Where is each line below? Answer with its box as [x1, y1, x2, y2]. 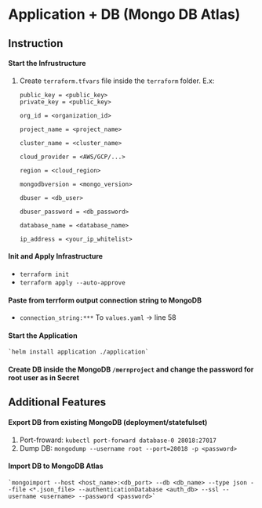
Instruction [8, 37, 64, 50]
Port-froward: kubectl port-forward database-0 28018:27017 [19, 435, 217, 444]
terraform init [19, 270, 70, 278]
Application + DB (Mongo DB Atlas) [8, 5, 241, 24]
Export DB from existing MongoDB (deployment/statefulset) [8, 417, 208, 426]
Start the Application [8, 331, 78, 340]
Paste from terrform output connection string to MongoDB [8, 296, 202, 305]
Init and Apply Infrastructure [8, 252, 104, 261]
